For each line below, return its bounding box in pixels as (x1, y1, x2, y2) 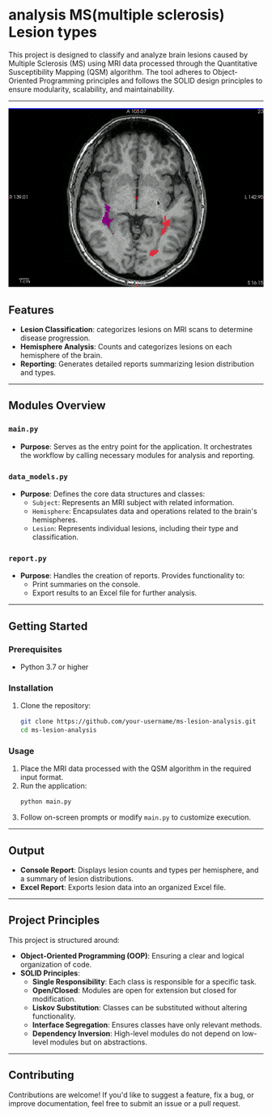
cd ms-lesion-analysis (19, 726, 97, 734)
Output (8, 843, 45, 858)
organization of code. (19, 959, 92, 969)
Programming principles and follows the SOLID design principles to (39, 76, 263, 85)
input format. (19, 772, 64, 782)
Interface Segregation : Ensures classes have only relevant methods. (32, 1019, 262, 1029)
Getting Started (8, 619, 88, 633)
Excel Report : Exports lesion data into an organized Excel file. (19, 883, 227, 893)
